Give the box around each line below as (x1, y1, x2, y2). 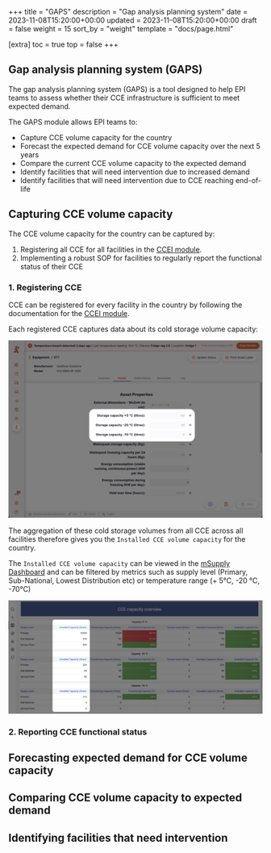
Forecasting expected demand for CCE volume (8, 751, 248, 765)
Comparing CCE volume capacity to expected (8, 791, 243, 805)
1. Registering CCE (8, 281, 82, 293)
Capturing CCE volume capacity (8, 207, 173, 221)
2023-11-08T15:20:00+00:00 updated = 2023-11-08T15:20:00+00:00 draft (8, 15, 257, 25)
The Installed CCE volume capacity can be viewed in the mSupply (8, 558, 231, 568)
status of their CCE (19, 261, 83, 271)
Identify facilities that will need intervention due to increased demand (19, 167, 250, 177)
